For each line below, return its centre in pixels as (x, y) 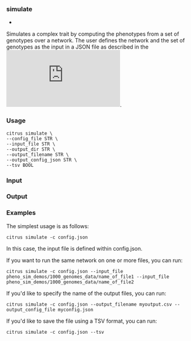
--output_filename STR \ (38, 154)
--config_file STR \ (32, 138)
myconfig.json (76, 309)
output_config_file (31, 309)
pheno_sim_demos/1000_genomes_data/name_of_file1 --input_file (88, 277)
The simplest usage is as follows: (48, 226)
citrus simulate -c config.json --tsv (55, 332)
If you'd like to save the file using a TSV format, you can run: (82, 321)
